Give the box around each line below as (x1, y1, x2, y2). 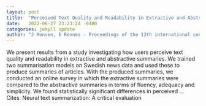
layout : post (6, 9, 40, 15)
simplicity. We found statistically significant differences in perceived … (6, 88, 185, 95)
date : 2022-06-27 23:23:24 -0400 (6, 20, 97, 26)
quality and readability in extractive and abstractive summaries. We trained (6, 55, 196, 62)
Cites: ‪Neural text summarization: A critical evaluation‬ (6, 94, 142, 102)
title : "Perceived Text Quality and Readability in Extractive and (6, 15, 185, 21)
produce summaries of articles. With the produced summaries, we (6, 68, 174, 75)
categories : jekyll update (6, 26, 75, 32)
